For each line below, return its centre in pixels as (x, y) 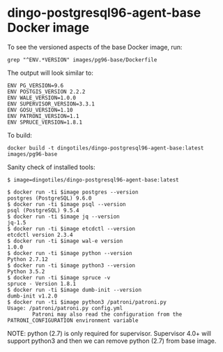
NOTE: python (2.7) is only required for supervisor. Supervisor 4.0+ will (109, 333)
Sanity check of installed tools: (51, 167)
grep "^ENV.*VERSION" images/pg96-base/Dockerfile (82, 60)
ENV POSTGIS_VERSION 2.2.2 (46, 91)
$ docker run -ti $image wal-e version (65, 241)
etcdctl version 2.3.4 (40, 235)
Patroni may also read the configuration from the (107, 314)
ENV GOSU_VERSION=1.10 (40, 110)
